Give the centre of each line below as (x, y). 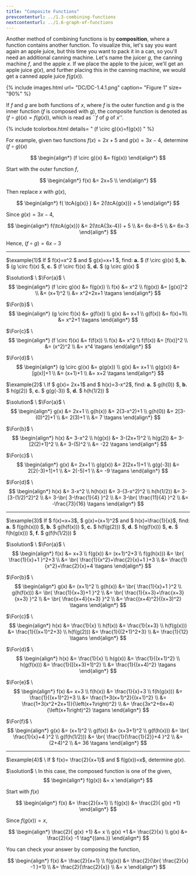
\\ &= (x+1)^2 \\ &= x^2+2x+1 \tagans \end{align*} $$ (98, 293)
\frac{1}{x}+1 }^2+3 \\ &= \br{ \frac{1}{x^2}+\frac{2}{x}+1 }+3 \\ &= (88, 560)
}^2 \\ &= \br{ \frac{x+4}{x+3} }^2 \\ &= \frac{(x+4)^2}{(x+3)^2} (106, 599)
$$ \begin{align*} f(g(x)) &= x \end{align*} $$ (98, 780)
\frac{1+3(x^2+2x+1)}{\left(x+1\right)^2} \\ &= (76, 704)
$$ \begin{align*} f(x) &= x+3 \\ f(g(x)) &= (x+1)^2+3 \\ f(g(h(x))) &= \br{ (98, 554)
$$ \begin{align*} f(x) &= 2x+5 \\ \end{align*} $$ (98, 181)
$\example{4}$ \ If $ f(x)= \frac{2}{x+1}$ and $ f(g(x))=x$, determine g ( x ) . (96, 760)
